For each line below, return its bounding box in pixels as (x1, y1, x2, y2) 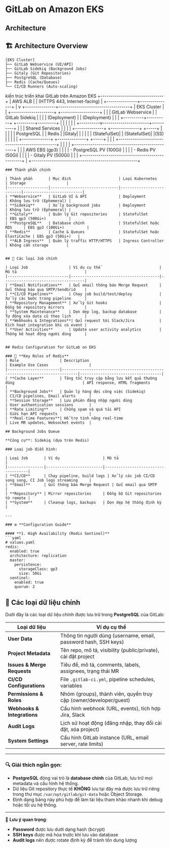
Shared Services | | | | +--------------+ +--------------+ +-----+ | (25, 125, 162, 131)
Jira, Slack (60, 711, 85, 718)
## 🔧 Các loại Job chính (5, 256, 58, 262)
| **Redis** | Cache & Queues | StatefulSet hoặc (5, 230, 159, 235)
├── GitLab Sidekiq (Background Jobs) (5, 66, 87, 71)
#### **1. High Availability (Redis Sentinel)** (5, 531, 110, 536)
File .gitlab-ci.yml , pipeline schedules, (60, 676, 155, 683)
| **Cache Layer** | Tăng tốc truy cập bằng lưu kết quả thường (5, 376, 157, 381)
